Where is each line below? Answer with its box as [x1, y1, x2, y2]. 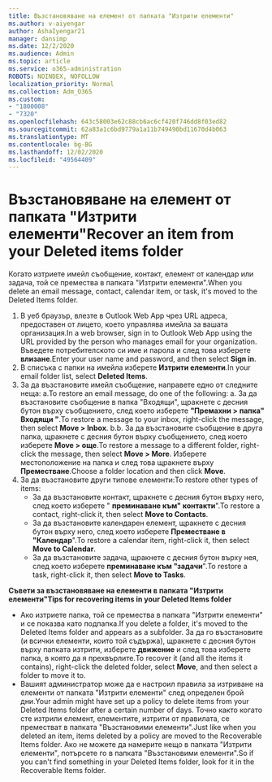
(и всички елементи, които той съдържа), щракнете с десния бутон [19, 636, 256, 646]
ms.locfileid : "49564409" [8, 155, 96, 163]
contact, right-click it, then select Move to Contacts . [32, 510, 209, 519]
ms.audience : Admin [8, 50, 75, 58]
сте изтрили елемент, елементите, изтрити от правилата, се [19, 714, 230, 723]
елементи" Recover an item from [8, 225, 235, 244]
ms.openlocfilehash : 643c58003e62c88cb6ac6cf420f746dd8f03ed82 [8, 118, 227, 126]
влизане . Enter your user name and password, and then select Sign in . [19, 354, 257, 364]
